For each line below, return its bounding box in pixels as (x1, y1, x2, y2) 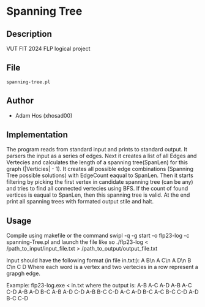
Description (6, 29, 52, 39)
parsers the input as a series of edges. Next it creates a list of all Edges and (6, 152, 197, 160)
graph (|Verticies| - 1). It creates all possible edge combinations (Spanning (6, 165, 194, 173)
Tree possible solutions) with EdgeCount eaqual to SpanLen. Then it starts (6, 172, 194, 179)
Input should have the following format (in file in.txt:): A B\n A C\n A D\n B (6, 257, 192, 264)
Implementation (6, 130, 69, 140)
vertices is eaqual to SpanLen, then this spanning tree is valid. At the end (6, 191, 190, 199)
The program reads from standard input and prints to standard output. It (6, 146, 188, 153)
